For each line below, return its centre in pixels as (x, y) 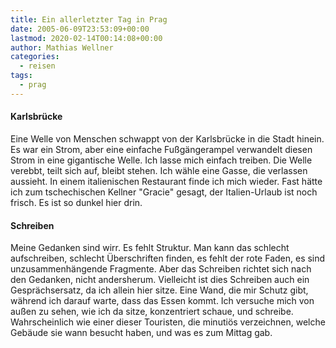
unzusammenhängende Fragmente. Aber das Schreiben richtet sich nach (161, 269)
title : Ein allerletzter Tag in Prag (89, 19)
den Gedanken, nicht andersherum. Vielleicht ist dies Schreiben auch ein (160, 280)
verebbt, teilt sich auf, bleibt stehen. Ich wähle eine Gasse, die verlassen (159, 170)
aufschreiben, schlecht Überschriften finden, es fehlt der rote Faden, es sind (168, 258)
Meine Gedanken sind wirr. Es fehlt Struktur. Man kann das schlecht (150, 248)
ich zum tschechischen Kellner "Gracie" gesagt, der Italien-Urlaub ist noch (164, 192)
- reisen (37, 66)
